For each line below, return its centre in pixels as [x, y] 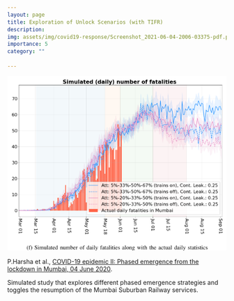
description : [26, 29]
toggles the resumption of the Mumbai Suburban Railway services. [103, 290]
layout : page [26, 15]
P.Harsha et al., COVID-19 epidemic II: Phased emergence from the [103, 262]
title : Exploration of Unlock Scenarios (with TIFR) [85, 22]
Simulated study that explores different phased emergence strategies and [113, 283]
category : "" [26, 52]
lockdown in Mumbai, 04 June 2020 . [60, 269]
